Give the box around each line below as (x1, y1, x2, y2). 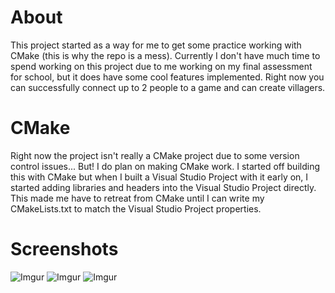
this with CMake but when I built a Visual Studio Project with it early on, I (10, 171, 309, 183)
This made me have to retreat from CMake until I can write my (10, 192, 265, 204)
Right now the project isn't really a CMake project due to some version (10, 149, 300, 161)
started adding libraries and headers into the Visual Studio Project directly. (10, 181, 317, 193)
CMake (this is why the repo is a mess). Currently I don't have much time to (10, 49, 321, 61)
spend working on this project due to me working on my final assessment (10, 60, 313, 72)
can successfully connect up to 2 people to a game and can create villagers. (10, 81, 326, 93)
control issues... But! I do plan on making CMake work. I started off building (10, 160, 321, 172)
